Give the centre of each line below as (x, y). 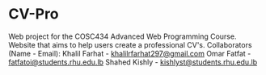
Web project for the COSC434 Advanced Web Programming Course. (122, 36)
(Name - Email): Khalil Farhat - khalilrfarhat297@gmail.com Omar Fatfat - (130, 53)
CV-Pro (34, 14)
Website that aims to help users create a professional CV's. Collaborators (130, 44)
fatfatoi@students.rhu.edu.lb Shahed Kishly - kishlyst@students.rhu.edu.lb (133, 62)
